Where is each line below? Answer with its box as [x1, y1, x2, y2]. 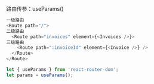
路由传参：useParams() [6, 5, 64, 12]
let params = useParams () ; [6, 72, 73, 78]
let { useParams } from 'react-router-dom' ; [6, 67, 119, 73]
